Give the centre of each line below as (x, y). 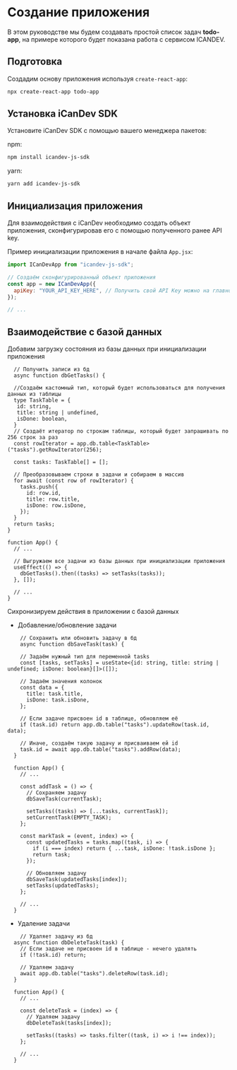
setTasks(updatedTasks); (62, 886)
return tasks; (34, 524)
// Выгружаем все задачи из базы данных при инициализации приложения (120, 562)
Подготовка (35, 62)
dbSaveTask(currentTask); (64, 799)
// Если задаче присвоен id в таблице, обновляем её (99, 719)
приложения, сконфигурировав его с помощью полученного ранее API (115, 230)
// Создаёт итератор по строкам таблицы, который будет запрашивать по (121, 431)
